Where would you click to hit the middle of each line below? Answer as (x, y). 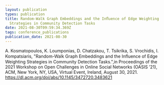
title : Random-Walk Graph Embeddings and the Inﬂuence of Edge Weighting (82, 19)
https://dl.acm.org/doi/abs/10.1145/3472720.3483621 (59, 77)
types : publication (25, 14)
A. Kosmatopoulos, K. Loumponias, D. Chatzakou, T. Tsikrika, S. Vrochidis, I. (82, 51)
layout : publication (26, 10)
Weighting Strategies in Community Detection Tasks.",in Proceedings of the (81, 62)
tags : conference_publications (37, 32)
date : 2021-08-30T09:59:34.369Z (38, 28)
